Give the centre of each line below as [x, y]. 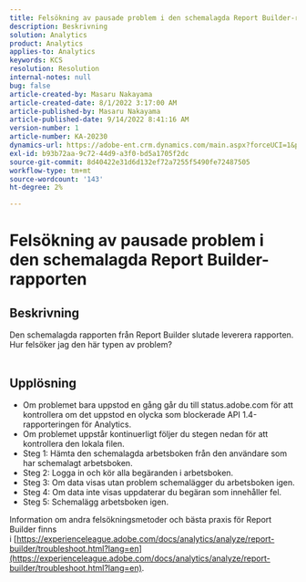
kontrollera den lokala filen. [73, 443]
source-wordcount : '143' [56, 179]
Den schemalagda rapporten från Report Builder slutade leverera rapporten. [152, 335]
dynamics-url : [36, 145]
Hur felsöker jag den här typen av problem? [91, 345]
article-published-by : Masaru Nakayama [85, 111]
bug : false [30, 86]
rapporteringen [51, 424]
